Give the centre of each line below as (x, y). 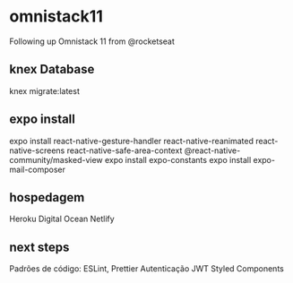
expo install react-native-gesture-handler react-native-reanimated (131, 141)
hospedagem (47, 197)
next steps (39, 247)
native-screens (37, 150)
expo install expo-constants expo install (178, 159)
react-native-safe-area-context (125, 150)
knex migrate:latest (45, 90)
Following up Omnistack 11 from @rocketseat (92, 41)
